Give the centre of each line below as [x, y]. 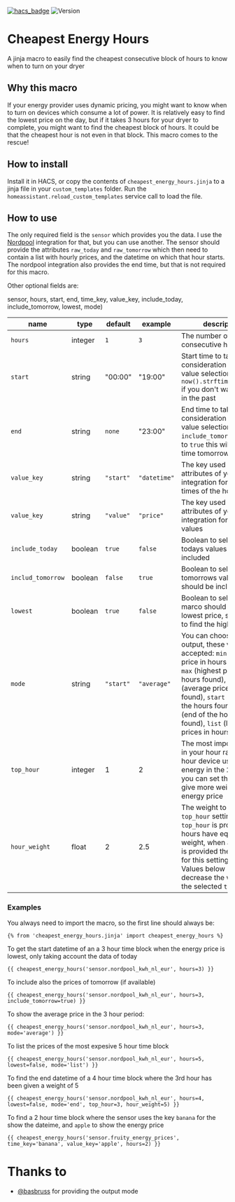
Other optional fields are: [43, 286]
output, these [203, 644]
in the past [199, 398]
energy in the [203, 770]
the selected [202, 886]
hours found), [204, 680]
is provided [200, 851]
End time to [200, 410]
